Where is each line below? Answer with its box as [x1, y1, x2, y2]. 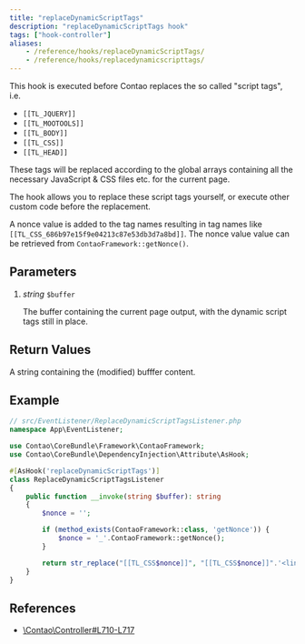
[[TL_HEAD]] [22, 148, 68, 157]
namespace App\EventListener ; [9, 425, 124, 435]
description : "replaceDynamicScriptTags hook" [9, 22, 189, 31]
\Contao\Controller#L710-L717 [22, 625, 135, 636]
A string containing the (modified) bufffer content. [9, 366, 196, 377]
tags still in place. [22, 316, 88, 327]
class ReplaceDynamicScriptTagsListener [9, 475, 165, 484]
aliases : [9, 38, 43, 48]
